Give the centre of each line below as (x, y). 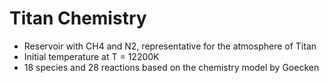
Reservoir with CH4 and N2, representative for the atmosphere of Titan (170, 46)
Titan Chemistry (78, 18)
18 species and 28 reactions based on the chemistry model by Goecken (171, 67)
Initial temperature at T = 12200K (91, 56)
